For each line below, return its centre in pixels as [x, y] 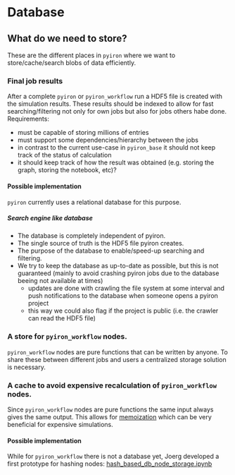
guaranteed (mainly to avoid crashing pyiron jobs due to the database [118, 273]
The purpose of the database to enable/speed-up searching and [111, 251]
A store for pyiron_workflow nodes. [68, 337]
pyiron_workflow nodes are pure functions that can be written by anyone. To [118, 352]
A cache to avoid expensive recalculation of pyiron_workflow [112, 385]
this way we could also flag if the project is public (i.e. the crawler [123, 311]
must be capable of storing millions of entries [83, 133]
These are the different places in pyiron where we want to [91, 55]
